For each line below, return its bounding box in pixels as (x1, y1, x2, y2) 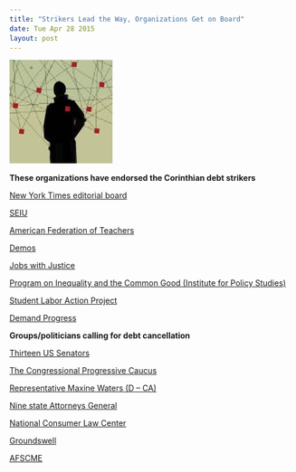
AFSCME (9, 453, 43, 464)
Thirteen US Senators (9, 348, 91, 359)
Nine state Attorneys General (9, 401, 118, 411)
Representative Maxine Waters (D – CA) (9, 382, 157, 393)
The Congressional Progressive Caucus (9, 365, 158, 376)
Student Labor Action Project (9, 295, 118, 307)
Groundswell (9, 435, 57, 447)
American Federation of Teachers (9, 225, 135, 236)
